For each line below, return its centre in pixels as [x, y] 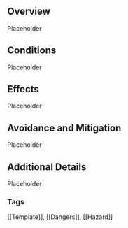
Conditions [32, 51]
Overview [29, 12]
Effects [23, 89]
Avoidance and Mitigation [64, 128]
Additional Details [47, 167]
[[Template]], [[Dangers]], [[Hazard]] [60, 217]
